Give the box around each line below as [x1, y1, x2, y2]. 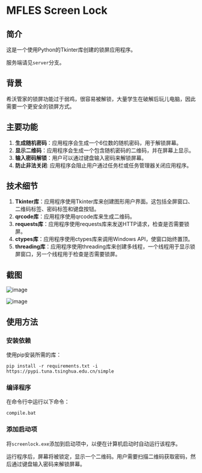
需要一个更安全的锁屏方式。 [6, 103, 75, 110]
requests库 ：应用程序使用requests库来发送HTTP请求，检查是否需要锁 [14, 221, 189, 228]
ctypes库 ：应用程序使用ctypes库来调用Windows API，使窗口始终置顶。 [14, 236, 194, 243]
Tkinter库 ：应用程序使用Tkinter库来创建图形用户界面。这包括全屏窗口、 [14, 198, 194, 205]
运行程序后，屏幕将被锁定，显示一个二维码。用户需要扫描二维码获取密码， [6, 453, 191, 460]
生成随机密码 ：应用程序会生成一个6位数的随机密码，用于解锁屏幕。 [14, 139, 182, 146]
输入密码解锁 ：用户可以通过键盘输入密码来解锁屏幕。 [14, 154, 147, 161]
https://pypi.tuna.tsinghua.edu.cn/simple [6, 368, 114, 374]
